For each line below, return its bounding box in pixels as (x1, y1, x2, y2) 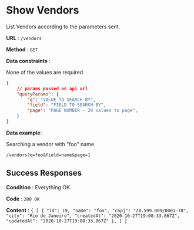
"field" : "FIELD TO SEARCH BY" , (27, 102, 107, 108)
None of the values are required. (6, 68, 85, 75)
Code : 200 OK (6, 195, 40, 202)
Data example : (6, 129, 42, 136)
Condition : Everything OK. (6, 183, 72, 190)
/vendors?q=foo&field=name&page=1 (6, 152, 91, 158)
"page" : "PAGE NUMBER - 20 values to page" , (27, 107, 138, 114)
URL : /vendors (6, 34, 42, 41)
